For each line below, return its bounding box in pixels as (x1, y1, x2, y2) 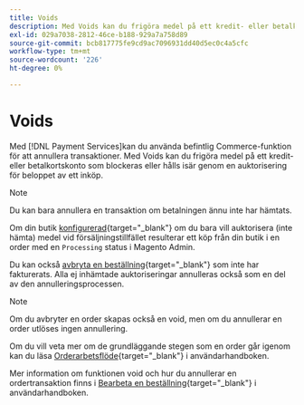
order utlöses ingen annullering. (9, 323, 128, 333)
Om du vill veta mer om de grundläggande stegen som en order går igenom (9, 341, 291, 352)
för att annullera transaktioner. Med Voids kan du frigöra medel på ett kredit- (9, 150, 294, 161)
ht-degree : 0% (9, 64, 63, 73)
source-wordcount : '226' (9, 55, 103, 64)
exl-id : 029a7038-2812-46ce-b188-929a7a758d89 (9, 30, 188, 39)
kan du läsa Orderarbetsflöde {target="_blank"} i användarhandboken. (9, 350, 270, 361)
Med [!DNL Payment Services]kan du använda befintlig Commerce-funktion (9, 140, 292, 151)
